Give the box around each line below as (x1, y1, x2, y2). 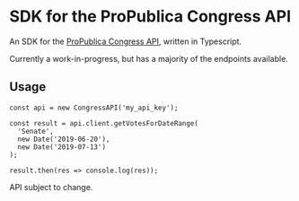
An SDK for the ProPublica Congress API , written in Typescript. (9, 36, 242, 47)
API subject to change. (9, 181, 93, 192)
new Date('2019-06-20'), (17, 135, 110, 144)
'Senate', (17, 127, 54, 135)
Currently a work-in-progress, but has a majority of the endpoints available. (9, 53, 289, 64)
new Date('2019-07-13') (17, 142, 106, 152)
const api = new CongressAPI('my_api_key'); (9, 103, 179, 112)
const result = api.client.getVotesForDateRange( (9, 118, 199, 127)
